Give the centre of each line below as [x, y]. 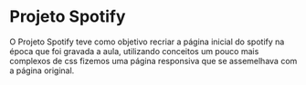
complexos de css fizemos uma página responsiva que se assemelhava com [153, 61]
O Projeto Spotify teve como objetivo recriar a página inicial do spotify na [147, 42]
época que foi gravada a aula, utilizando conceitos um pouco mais [134, 51]
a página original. [42, 71]
